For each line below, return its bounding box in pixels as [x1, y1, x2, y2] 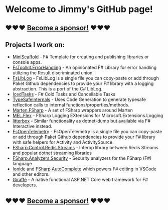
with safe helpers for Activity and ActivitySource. [12, 139, 114, 145]
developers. [12, 182, 38, 188]
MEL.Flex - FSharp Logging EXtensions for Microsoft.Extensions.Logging [12, 113, 163, 119]
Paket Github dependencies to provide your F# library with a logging [12, 80, 154, 86]
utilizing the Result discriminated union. [12, 70, 94, 76]
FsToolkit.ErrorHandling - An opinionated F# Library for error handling [12, 64, 157, 71]
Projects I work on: [5, 40, 65, 49]
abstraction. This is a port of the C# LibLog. [12, 86, 103, 92]
